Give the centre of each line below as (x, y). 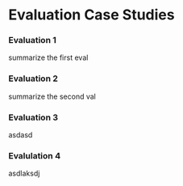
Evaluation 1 (32, 40)
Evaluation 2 (33, 78)
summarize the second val (52, 96)
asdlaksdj (24, 173)
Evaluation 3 (33, 117)
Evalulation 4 (35, 156)
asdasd (21, 135)
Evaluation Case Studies (91, 15)
